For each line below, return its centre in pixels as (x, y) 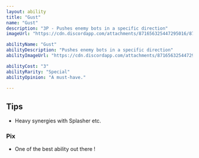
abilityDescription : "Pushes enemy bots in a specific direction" (90, 50)
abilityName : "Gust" (32, 45)
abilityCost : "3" (28, 66)
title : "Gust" (24, 17)
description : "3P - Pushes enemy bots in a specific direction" (87, 28)
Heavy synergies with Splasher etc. (58, 121)
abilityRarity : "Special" (38, 72)
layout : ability (26, 12)
